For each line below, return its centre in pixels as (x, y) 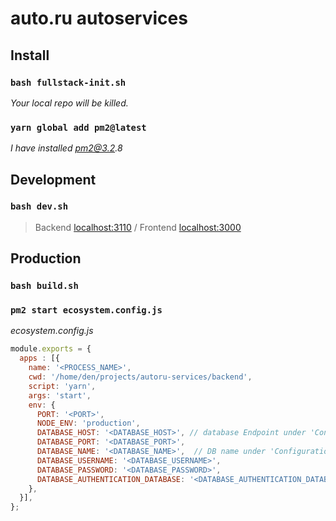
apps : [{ (39, 358)
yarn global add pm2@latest (78, 127)
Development (53, 179)
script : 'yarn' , (62, 386)
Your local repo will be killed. (69, 103)
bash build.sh (44, 286)
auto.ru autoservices (99, 18)
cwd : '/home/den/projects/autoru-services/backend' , (140, 377)
